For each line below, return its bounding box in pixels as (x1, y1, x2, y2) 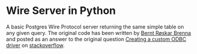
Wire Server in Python (6, 4, 116, 17)
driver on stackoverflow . (6, 42, 65, 49)
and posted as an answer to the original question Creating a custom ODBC (6, 35, 186, 42)
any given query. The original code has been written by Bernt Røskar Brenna (6, 29, 191, 36)
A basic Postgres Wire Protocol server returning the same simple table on (6, 23, 184, 30)
